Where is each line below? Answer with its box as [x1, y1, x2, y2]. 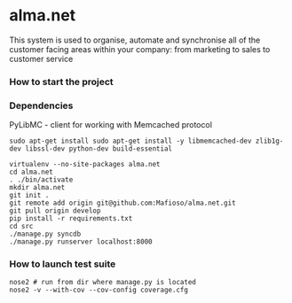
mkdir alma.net [9, 183, 66, 192]
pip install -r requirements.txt [9, 214, 133, 223]
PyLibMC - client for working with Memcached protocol [9, 120, 213, 130]
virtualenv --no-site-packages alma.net [9, 160, 162, 169]
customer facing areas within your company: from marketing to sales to [9, 43, 271, 54]
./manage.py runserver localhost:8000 [9, 237, 153, 246]
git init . [9, 191, 50, 200]
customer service [9, 53, 74, 64]
